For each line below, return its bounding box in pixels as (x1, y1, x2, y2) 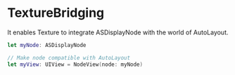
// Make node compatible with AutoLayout (7, 54, 131, 61)
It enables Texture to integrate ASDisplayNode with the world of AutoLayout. (7, 28, 229, 36)
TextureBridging (7, 5, 105, 21)
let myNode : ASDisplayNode (7, 41, 87, 48)
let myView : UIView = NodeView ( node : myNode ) (7, 61, 143, 68)
